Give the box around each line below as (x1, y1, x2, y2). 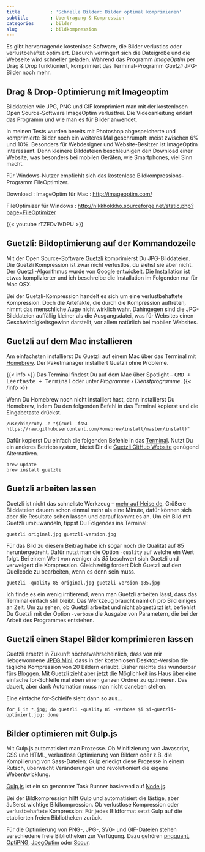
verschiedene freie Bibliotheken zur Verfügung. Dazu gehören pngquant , (6, 832, 190, 840)
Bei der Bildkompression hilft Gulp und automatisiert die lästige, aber (6, 794, 179, 802)
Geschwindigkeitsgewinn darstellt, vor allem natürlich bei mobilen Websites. (6, 318, 198, 326)
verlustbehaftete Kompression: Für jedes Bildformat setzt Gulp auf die (6, 807, 182, 815)
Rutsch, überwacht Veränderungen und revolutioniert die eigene (6, 764, 168, 772)
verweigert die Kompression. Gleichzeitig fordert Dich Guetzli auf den (6, 561, 182, 569)
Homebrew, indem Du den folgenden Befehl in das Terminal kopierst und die (6, 402, 199, 409)
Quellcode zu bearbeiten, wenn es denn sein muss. (6, 567, 136, 575)
